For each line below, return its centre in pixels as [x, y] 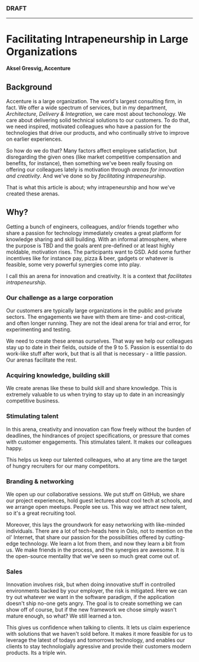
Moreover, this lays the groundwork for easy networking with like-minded [96, 525]
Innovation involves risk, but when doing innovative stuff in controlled [91, 585]
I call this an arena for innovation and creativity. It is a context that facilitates [99, 276]
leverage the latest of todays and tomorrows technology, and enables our [96, 640]
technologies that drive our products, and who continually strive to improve [98, 133]
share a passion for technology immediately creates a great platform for [94, 233]
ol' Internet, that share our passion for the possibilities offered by [85, 537]
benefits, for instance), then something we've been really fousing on [89, 163]
